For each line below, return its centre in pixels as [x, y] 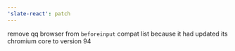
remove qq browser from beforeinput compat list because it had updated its [118, 34]
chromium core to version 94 [49, 41]
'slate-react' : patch [39, 14]
